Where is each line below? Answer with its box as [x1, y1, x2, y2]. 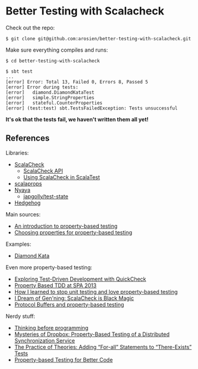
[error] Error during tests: [5, 84, 79, 90]
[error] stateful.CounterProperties [5, 100, 103, 106]
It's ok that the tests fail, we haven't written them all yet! [5, 115, 149, 123]
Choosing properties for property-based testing [14, 228, 133, 236]
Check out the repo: [5, 24, 55, 31]
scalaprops [14, 180, 43, 187]
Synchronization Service [14, 337, 76, 344]
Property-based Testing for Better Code [14, 356, 113, 363]
